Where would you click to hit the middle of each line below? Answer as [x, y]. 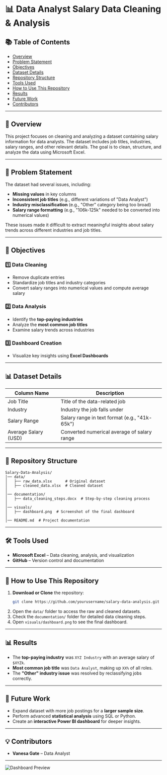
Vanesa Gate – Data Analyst [41, 754]
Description [110, 393]
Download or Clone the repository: [48, 593]
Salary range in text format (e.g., [98, 418]
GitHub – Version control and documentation [58, 560]
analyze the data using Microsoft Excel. [45, 152]
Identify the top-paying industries [48, 319]
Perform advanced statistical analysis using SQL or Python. [74, 716]
